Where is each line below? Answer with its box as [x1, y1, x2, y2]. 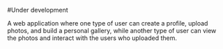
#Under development [7, 6, 68, 14]
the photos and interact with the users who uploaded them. [7, 34, 178, 42]
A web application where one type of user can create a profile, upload [7, 19, 208, 27]
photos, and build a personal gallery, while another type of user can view [7, 27, 217, 35]
